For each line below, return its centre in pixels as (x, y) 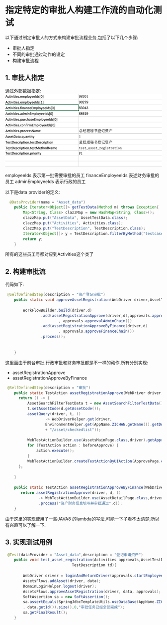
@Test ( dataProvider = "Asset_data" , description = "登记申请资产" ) (75, 555)
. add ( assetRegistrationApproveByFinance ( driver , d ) (94, 326)
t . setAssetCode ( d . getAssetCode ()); (64, 409)
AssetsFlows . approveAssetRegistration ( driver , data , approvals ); (92, 592)
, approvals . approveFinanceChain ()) (96, 331)
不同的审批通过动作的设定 (39, 54)
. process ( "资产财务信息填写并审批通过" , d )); (81, 503)
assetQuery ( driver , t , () (54, 414)
